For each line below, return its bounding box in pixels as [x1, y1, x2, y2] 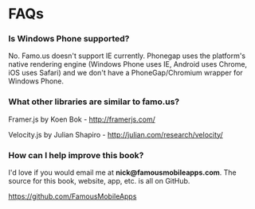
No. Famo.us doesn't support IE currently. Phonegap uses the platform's [8, 51, 246, 60]
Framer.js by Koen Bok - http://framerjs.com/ [8, 114, 155, 124]
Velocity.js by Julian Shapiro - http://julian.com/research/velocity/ [8, 130, 223, 139]
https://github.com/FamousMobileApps [8, 192, 137, 201]
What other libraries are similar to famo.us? [8, 96, 180, 107]
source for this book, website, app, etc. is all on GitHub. [8, 176, 190, 186]
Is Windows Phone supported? [8, 33, 130, 45]
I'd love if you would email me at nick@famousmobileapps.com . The [8, 168, 237, 177]
